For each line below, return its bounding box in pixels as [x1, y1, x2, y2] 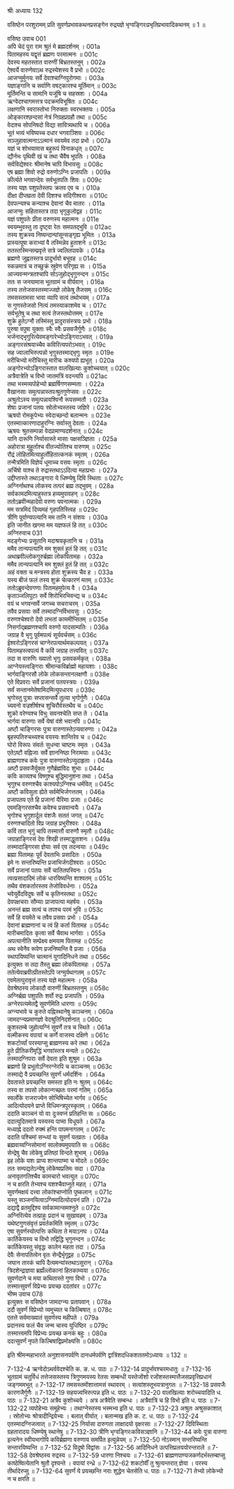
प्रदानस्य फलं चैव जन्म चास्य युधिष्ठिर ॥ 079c [7, 1322, 109, 1329]
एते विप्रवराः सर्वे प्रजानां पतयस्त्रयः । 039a [7, 678, 100, 686]
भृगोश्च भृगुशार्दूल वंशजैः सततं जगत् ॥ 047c [7, 811, 104, 819]
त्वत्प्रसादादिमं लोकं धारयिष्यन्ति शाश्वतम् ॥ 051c [7, 874, 113, 882]
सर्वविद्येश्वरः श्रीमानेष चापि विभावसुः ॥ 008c [7, 160, 103, 168]
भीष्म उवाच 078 [7, 1290, 43, 1298]
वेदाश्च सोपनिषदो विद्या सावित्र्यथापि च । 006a [7, 121, 110, 129]
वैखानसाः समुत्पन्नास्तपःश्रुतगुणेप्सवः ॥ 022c [7, 388, 102, 395]
